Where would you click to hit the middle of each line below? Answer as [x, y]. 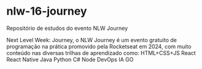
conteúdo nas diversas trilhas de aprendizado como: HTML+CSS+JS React [101, 53]
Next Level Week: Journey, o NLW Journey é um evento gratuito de [91, 40]
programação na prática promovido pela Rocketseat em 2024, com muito [99, 46]
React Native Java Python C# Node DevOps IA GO [70, 59]
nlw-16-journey [47, 11]
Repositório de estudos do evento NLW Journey [67, 28]
